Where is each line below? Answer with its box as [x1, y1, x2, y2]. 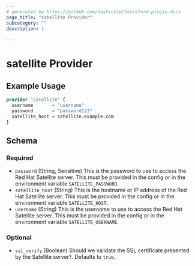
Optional [6, 234, 32, 242]
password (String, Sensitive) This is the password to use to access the [14, 168, 187, 175]
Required [6, 154, 34, 162]
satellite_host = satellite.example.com [11, 113, 114, 119]
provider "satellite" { [6, 97, 66, 103]
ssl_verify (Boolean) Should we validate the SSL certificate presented [14, 247, 190, 254]
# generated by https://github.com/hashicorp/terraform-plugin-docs [6, 8, 181, 15]
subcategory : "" [6, 20, 47, 26]
